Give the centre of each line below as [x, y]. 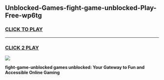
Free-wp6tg [24, 16]
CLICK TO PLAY [24, 30]
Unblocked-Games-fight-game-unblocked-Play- [81, 8]
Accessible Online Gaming [32, 72]
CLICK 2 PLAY [22, 48]
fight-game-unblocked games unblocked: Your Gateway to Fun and [75, 67]
